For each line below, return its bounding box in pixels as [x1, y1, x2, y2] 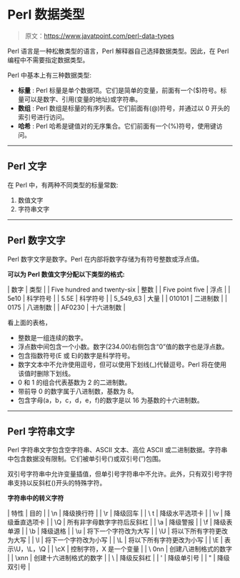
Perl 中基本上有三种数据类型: [7, 71, 91, 79]
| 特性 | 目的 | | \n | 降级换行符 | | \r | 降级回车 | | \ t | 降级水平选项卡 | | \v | [7, 509, 223, 518]
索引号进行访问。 [17, 112, 69, 121]
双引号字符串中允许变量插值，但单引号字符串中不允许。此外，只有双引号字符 [7, 469, 233, 479]
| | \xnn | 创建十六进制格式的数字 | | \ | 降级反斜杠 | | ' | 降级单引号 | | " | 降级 [7, 554, 230, 562]
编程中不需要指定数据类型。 [7, 55, 89, 64]
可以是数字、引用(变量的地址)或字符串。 [24, 94, 142, 104]
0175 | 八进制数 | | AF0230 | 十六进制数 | [7, 303, 126, 312]
